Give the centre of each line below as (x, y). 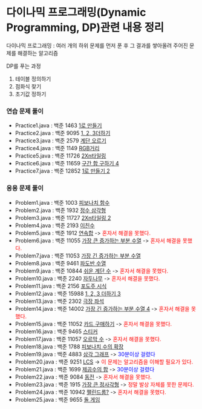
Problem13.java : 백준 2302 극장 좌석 (60, 301)
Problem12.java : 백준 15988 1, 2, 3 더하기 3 (68, 293)
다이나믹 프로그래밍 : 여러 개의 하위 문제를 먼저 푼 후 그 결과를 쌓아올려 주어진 (97, 45)
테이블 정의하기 (33, 79)
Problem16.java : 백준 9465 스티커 (56, 331)
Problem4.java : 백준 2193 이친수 (55, 225)
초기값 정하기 (31, 94)
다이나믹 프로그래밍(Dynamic (76, 12)
